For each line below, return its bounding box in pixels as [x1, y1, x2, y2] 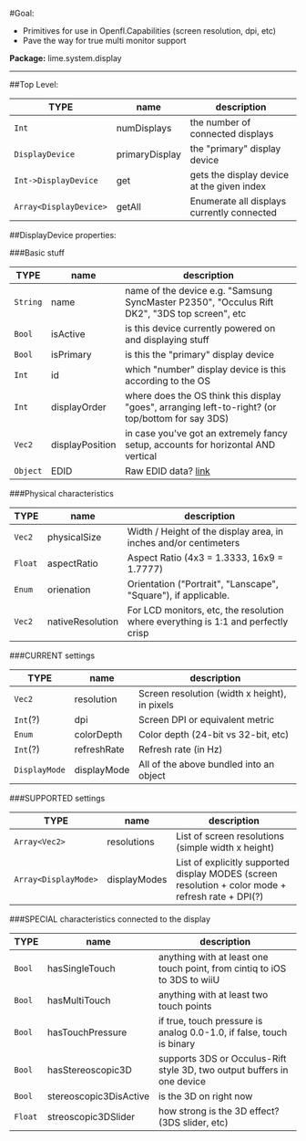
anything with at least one [158, 951, 269, 963]
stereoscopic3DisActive [46, 1090, 150, 1103]
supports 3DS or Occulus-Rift [158, 1052, 287, 1064]
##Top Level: [9, 79, 59, 89]
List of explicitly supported [176, 856, 290, 868]
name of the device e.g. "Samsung [124, 285, 273, 297]
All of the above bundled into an [138, 758, 275, 770]
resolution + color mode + [176, 879, 287, 891]
